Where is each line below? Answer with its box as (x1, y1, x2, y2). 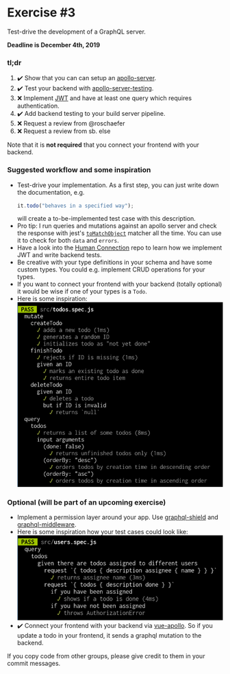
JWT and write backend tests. (16, 251, 102, 259)
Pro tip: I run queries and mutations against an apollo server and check (16, 221, 217, 230)
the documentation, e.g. (16, 188, 85, 196)
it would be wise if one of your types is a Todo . (16, 287, 147, 296)
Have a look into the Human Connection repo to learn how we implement (16, 243, 222, 252)
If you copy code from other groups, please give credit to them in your (7, 651, 205, 660)
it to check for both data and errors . (16, 237, 119, 245)
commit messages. (7, 659, 61, 667)
